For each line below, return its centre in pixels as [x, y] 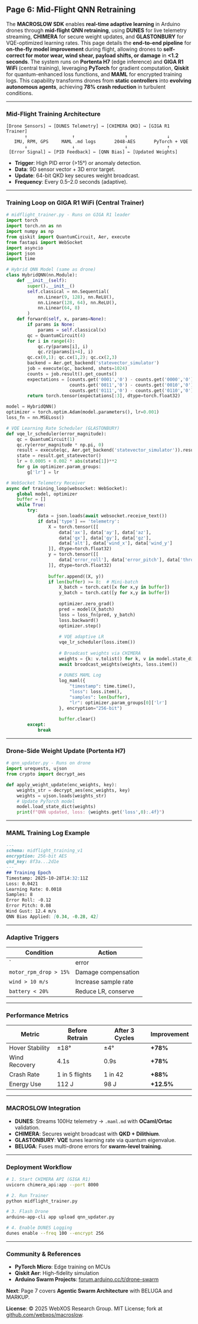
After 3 [124, 1031]
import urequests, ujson [37, 769]
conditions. [20, 93]
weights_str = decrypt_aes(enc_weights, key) [74, 790]
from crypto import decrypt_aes [46, 774]
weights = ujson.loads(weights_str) [62, 796]
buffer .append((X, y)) [76, 576]
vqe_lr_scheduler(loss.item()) [97, 642]
